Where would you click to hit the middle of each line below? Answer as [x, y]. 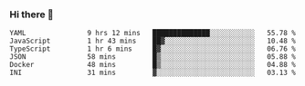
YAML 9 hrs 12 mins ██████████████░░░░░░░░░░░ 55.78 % [153, 33]
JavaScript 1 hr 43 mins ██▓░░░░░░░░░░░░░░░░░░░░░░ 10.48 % [153, 41]
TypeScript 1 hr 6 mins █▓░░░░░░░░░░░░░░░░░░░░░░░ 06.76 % [153, 49]
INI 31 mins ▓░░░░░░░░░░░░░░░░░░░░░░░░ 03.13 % [153, 73]
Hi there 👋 [32, 14]
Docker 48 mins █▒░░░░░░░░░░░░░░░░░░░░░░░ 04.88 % [153, 65]
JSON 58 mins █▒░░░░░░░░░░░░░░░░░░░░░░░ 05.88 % [153, 57]
